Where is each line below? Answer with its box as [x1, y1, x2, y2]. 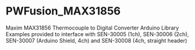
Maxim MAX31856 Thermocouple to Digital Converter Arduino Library [5, 24, 179, 31]
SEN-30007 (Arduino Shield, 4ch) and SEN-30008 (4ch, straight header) [5, 37, 188, 44]
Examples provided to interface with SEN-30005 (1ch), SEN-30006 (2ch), [5, 30, 189, 37]
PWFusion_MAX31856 [5, 4, 121, 18]
